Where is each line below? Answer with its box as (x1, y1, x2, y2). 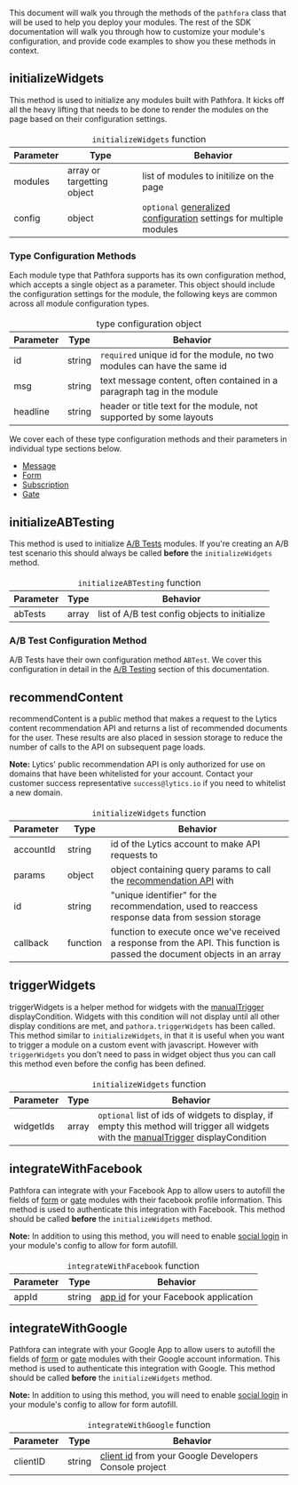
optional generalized (142, 200, 231, 213)
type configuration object (96, 317, 202, 330)
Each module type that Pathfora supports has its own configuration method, (9, 270, 286, 281)
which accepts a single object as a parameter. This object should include (9, 279, 276, 290)
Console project (99, 1461, 167, 1473)
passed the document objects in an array (110, 948, 281, 960)
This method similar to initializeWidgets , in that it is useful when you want (9, 1030, 286, 1040)
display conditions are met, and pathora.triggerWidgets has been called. (9, 1020, 276, 1031)
